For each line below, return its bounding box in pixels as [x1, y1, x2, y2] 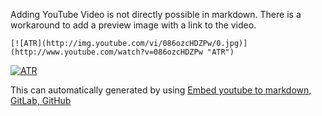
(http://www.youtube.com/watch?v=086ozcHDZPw [10, 47, 203, 57]
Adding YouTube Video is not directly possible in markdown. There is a [10, 9, 302, 20]
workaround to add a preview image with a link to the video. [10, 19, 257, 31]
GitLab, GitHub [10, 95, 72, 106]
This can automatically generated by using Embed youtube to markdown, [10, 84, 312, 96]
